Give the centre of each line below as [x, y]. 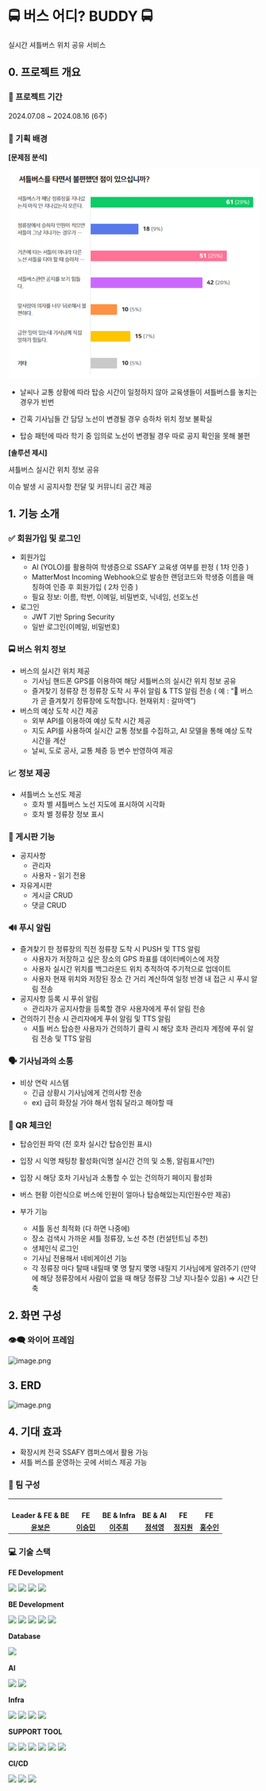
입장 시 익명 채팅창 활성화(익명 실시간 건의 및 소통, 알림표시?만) [117, 1161]
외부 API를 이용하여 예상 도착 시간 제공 [91, 720]
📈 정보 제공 [29, 773]
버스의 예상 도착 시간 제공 [59, 711]
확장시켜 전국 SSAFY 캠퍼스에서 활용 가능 [84, 1452]
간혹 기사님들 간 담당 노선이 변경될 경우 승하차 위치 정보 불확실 [116, 419]
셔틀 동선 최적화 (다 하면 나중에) [81, 1228]
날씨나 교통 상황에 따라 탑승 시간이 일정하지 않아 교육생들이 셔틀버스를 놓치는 [139, 391]
